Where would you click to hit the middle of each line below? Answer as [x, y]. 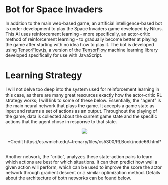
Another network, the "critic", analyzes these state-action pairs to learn [79, 156]
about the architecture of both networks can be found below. [68, 178]
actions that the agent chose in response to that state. [61, 121]
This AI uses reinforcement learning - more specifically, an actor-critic [78, 34]
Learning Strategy [44, 76]
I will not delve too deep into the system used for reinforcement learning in [82, 89]
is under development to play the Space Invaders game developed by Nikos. [84, 28]
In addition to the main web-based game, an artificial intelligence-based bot [84, 23]
